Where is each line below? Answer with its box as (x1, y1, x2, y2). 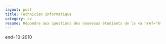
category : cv (5, 16, 32, 21)
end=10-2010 (5, 34, 32, 40)
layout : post (5, 7, 32, 12)
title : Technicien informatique (5, 12, 72, 17)
